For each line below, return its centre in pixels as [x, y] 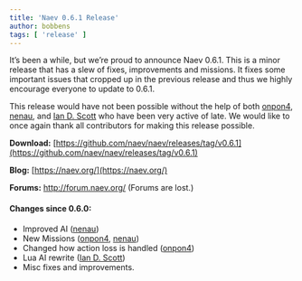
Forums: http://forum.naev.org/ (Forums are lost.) [102, 188]
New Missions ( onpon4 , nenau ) [81, 238]
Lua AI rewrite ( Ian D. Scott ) [74, 258]
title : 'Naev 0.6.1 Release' [64, 18]
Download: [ [33, 143]
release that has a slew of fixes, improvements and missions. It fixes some [147, 70]
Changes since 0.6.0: [51, 208]
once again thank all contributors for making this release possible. [132, 126]
